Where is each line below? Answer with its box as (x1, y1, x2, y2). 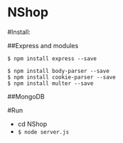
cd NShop (17, 120, 48, 128)
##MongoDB (7, 92, 45, 101)
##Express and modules (7, 41, 79, 50)
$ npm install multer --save (7, 79, 94, 87)
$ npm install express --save (7, 55, 97, 62)
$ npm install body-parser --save (7, 67, 110, 74)
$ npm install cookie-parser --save (7, 74, 116, 81)
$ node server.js (17, 128, 70, 135)
